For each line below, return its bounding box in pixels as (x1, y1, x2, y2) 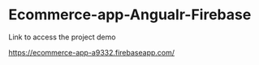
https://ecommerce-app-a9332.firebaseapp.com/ (8, 47, 175, 57)
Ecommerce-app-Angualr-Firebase (8, 6, 252, 24)
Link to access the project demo (8, 32, 116, 42)
